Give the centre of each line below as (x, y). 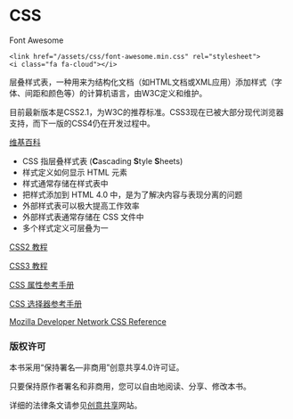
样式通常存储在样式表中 (65, 183)
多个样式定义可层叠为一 (65, 227)
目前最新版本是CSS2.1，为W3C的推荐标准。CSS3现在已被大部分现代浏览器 (146, 111)
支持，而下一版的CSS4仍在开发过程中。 (82, 123)
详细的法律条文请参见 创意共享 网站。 (76, 406)
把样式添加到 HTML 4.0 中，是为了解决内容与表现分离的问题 (132, 194)
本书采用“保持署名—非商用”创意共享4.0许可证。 (97, 367)
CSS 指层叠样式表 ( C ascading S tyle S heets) (102, 160)
